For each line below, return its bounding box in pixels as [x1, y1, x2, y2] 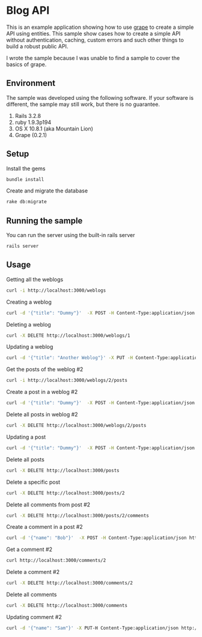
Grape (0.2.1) [14, 131, 47, 138]
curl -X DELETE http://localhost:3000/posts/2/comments [6, 512, 149, 519]
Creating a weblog [6, 298, 52, 306]
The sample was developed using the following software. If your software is [6, 94, 194, 101]
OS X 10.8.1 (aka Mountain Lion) [14, 125, 93, 132]
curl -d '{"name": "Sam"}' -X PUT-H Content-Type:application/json [6, 625, 179, 631]
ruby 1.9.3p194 [14, 118, 52, 126]
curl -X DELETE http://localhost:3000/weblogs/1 [6, 332, 130, 339]
